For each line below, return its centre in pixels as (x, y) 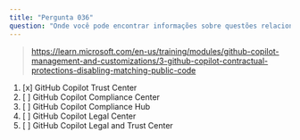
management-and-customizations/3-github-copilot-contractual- (150, 61)
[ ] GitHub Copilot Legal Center (79, 116)
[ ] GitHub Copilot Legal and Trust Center (98, 125)
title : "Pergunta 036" (51, 17)
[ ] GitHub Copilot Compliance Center (91, 97)
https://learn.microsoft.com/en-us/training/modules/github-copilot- (155, 51)
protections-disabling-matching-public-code (113, 70)
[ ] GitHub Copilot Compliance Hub (86, 106)
